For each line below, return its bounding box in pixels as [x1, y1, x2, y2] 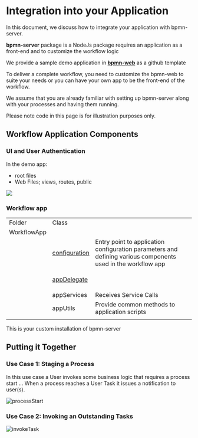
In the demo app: [6, 161, 48, 168]
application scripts [95, 308, 146, 316]
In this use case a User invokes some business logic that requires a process [6, 373, 190, 380]
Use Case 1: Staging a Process [6, 360, 94, 368]
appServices [52, 290, 87, 299]
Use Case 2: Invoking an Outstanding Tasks [6, 412, 134, 420]
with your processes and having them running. [6, 100, 119, 107]
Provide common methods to [95, 300, 176, 308]
